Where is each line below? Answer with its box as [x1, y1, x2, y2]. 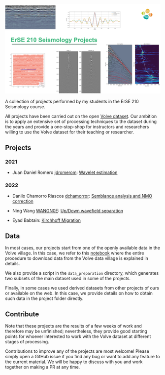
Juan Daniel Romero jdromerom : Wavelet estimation [12, 169, 118, 175]
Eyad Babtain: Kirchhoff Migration [12, 217, 81, 223]
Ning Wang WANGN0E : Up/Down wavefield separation [12, 208, 124, 214]
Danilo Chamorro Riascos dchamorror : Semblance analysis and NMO [12, 193, 153, 199]
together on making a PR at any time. [5, 364, 80, 370]
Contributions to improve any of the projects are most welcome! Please [5, 348, 149, 354]
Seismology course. [5, 104, 46, 110]
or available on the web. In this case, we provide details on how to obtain [5, 291, 153, 296]
